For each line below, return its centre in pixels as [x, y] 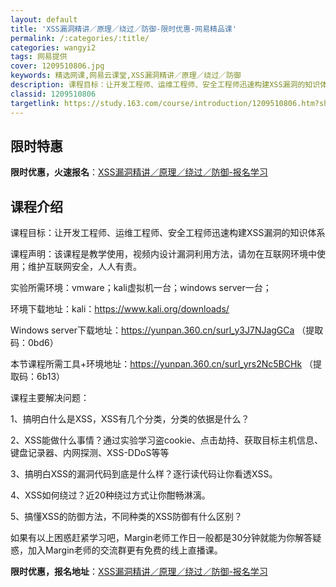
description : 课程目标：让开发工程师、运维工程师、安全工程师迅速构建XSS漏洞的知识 [165, 85]
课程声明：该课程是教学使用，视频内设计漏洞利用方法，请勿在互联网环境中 [163, 254]
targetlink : [35, 103]
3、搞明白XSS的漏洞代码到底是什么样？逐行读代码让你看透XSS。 [144, 474]
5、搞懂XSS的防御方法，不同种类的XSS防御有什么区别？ [126, 517]
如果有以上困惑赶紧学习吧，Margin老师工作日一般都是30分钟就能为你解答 [161, 538]
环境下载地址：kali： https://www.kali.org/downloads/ [120, 309]
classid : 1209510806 [53, 94]
